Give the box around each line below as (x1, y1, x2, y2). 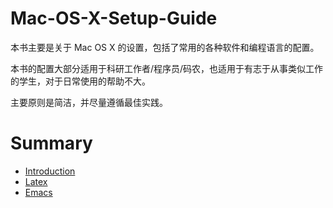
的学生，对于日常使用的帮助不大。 (10, 75, 151, 87)
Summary (10, 132, 93, 155)
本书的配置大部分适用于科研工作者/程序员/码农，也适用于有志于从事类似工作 (10, 62, 324, 74)
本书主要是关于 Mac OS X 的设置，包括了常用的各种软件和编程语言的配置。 (10, 41, 320, 53)
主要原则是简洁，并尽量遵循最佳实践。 (10, 96, 168, 108)
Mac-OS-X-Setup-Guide (10, 7, 218, 30)
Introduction (24, 165, 76, 177)
